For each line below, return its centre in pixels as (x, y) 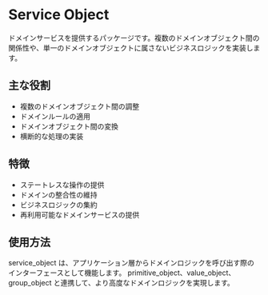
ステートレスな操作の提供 (62, 185)
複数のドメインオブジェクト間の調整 (80, 106)
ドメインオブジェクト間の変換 (69, 126)
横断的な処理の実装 (52, 136)
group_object (30, 283)
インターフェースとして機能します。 (67, 273)
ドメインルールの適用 (55, 116)
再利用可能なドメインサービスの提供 (80, 214)
